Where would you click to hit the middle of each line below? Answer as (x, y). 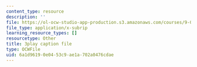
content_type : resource (35, 11)
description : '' (26, 17)
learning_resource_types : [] (42, 33)
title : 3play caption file (39, 44)
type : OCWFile (23, 50)
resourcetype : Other (31, 38)
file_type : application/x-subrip (47, 28)
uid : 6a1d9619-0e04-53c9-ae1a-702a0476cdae (60, 55)
